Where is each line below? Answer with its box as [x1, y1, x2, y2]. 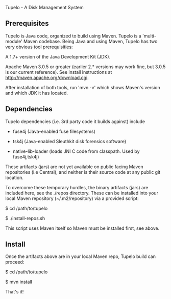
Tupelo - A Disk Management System [5, 5, 84, 10]
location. [5, 174, 24, 181]
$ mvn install [5, 279, 32, 285]
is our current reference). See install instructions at [5, 69, 112, 75]
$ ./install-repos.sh [5, 215, 45, 221]
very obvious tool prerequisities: [5, 44, 73, 50]
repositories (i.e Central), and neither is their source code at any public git [5, 169, 161, 175]
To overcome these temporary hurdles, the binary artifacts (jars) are [5, 184, 149, 190]
